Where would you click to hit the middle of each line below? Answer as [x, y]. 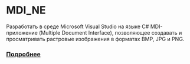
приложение [22, 32]
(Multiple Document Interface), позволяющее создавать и [111, 32]
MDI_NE [26, 10]
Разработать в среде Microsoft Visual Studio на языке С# [78, 26]
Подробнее [24, 54]
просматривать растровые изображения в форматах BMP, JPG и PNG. [95, 39]
